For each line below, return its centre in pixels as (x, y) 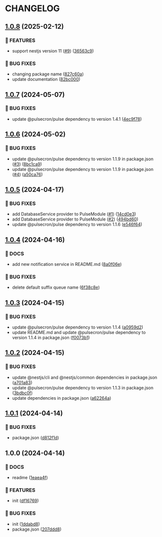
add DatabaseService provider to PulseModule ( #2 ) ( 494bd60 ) (75, 219)
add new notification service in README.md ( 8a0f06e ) (67, 264)
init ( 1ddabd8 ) (26, 524)
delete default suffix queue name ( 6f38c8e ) (56, 287)
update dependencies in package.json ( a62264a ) (62, 398)
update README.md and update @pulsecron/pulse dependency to (79, 332)
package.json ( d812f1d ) (36, 438)
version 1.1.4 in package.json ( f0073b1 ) (51, 337)
